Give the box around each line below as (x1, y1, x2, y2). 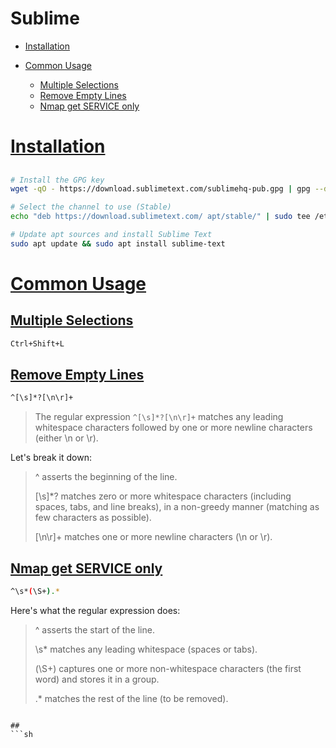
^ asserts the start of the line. (34, 624, 155, 636)
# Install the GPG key (10, 175, 105, 185)
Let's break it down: (10, 452, 92, 464)
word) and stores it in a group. (34, 673, 160, 686)
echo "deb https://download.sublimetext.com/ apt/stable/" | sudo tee (10, 212, 311, 222)
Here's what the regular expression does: (10, 605, 181, 617)
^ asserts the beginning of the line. (34, 471, 178, 483)
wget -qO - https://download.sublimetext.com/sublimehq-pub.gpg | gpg (10, 184, 311, 194)
